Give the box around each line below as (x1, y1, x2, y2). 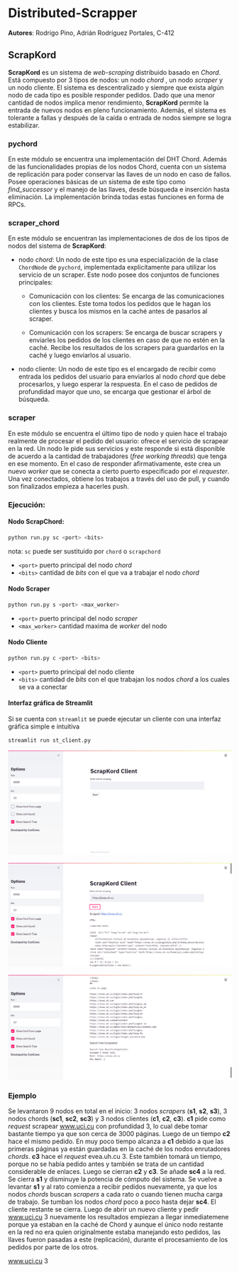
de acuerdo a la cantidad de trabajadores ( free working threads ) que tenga (8, 452, 228, 460)
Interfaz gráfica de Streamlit (8, 699, 93, 707)
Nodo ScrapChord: (8, 517, 65, 526)
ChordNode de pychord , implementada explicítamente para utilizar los (18, 263, 216, 272)
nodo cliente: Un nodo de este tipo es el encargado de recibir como (18, 365, 216, 373)
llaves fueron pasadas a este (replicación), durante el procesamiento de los (8, 1236, 228, 1244)
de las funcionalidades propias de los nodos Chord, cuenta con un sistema (8, 162, 226, 171)
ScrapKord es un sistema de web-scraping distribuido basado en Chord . (8, 68, 221, 76)
